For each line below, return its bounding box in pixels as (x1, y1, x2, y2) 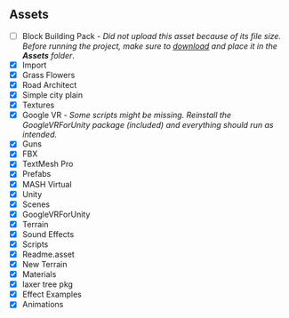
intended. (21, 129, 58, 140)
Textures (21, 99, 55, 110)
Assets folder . (21, 50, 76, 60)
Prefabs (21, 169, 52, 179)
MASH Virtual (21, 179, 73, 189)
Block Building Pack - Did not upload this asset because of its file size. (21, 30, 282, 41)
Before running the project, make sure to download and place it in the (21, 40, 278, 52)
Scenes (21, 199, 51, 210)
